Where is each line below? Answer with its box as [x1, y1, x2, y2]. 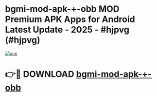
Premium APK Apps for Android [5, 14, 135, 25]
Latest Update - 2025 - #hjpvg [5, 24, 130, 35]
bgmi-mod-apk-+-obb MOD [5, 3, 120, 15]
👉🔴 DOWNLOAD [5, 69, 74, 80]
